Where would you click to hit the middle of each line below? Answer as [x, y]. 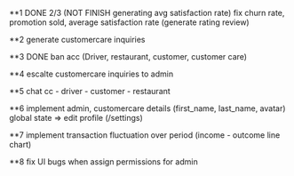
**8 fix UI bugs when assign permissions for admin [103, 162]
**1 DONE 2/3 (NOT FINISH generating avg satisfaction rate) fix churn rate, [147, 13]
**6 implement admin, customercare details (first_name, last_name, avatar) [147, 108]
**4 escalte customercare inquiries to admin [91, 74]
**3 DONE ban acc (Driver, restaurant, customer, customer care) [128, 56]
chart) [20, 144]
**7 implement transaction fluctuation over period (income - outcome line [145, 135]
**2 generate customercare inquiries [77, 40]
